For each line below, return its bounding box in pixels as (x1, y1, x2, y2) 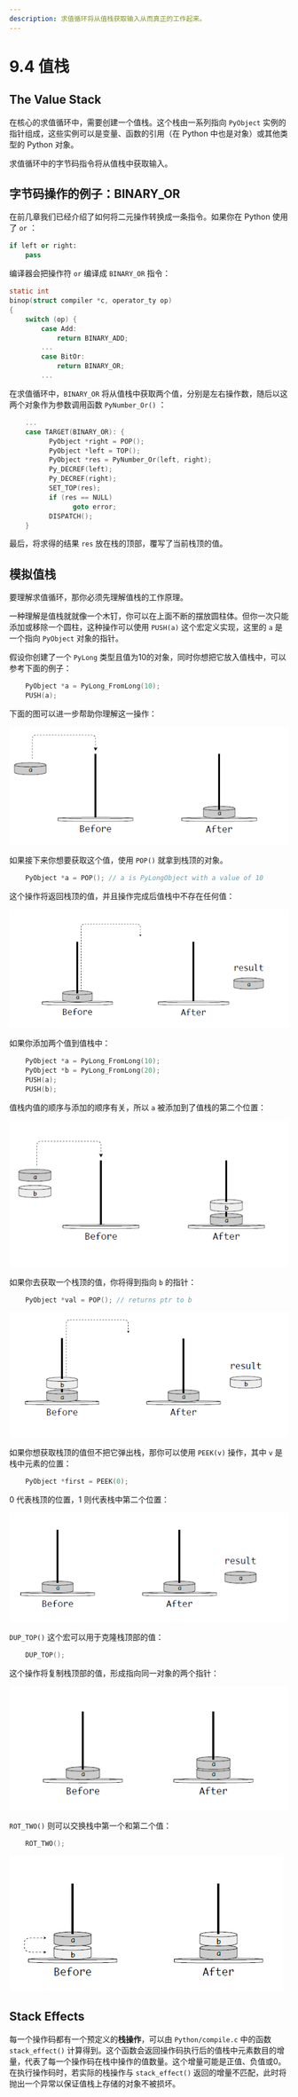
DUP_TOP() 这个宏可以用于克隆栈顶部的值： (9, 1632, 164, 1643)
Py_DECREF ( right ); (48, 475, 117, 484)
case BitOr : (41, 352, 86, 361)
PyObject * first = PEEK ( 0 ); (25, 1478, 129, 1486)
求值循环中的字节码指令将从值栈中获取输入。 (9, 158, 173, 169)
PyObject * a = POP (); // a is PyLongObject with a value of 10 (25, 873, 264, 882)
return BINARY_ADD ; (56, 334, 129, 343)
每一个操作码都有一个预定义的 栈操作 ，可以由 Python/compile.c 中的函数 (9, 2033, 272, 2045)
